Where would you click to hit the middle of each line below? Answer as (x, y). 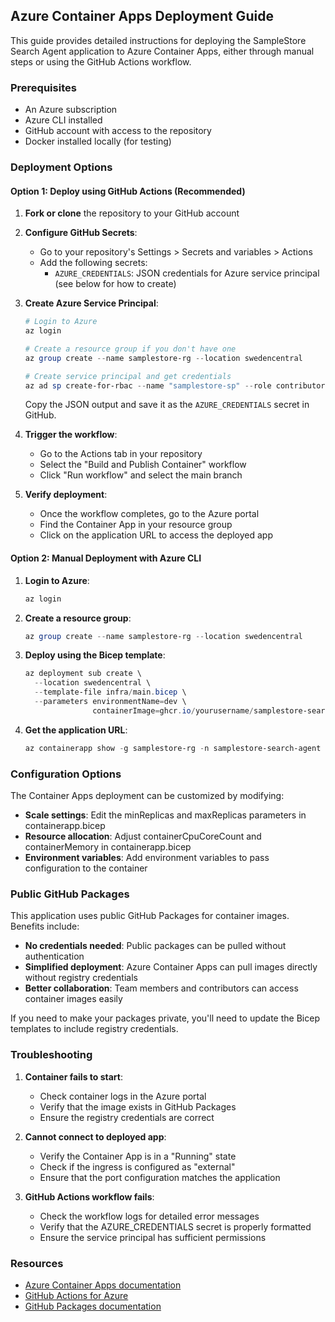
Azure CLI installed (63, 120)
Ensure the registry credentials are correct (127, 1117)
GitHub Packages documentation (93, 1306)
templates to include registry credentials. (94, 1029)
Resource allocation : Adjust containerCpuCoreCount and (143, 836)
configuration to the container (86, 868)
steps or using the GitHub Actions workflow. (101, 61)
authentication (54, 956)
